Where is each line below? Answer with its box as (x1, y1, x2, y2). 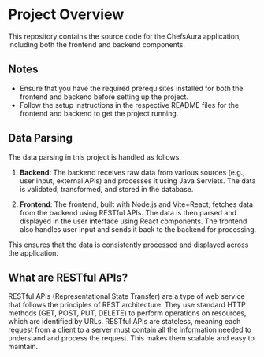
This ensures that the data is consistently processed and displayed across (8, 240, 249, 249)
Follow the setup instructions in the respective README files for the (19, 100, 239, 109)
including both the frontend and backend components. (8, 39, 185, 49)
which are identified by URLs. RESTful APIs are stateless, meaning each (8, 317, 241, 326)
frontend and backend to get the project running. (19, 109, 179, 118)
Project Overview (8, 6, 125, 24)
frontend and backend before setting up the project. (19, 92, 189, 101)
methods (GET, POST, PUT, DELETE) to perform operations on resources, (8, 308, 247, 318)
